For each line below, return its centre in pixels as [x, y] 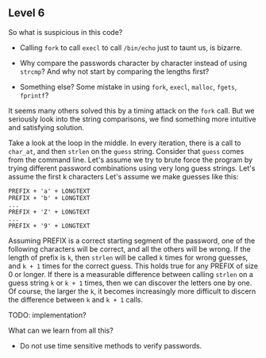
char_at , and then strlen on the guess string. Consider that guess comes [126, 151]
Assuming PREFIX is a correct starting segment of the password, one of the [132, 241]
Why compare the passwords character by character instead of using [133, 63]
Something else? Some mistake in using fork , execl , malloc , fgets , [128, 87]
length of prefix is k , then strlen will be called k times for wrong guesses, [128, 257]
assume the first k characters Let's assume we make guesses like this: [123, 176]
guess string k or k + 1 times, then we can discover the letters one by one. [130, 283]
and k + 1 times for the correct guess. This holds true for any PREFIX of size [133, 266]
